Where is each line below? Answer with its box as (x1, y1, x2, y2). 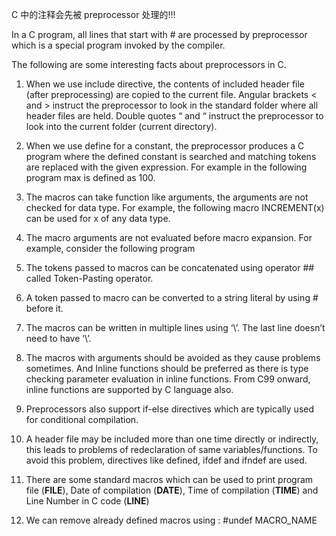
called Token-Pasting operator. (25, 273, 154, 284)
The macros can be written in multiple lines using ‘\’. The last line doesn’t (25, 322, 326, 333)
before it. (25, 303, 64, 314)
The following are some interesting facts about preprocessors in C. (11, 59, 287, 70)
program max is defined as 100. (25, 172, 156, 183)
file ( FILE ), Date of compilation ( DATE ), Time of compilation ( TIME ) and (25, 484, 319, 496)
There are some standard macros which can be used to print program (25, 474, 314, 485)
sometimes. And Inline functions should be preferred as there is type (25, 363, 309, 374)
